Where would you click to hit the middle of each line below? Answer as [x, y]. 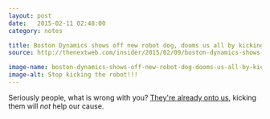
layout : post [30, 16]
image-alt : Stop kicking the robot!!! [73, 75]
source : [21, 53]
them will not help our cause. [56, 106]
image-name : [28, 68]
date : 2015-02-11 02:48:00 [57, 23]
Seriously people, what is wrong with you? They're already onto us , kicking [133, 97]
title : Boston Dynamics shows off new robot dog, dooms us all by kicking [136, 45]
